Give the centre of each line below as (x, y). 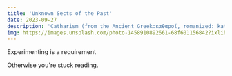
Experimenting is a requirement (52, 52)
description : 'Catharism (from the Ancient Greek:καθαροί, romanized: (111, 26)
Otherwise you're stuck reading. (53, 65)
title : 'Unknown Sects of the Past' (60, 13)
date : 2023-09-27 (32, 20)
